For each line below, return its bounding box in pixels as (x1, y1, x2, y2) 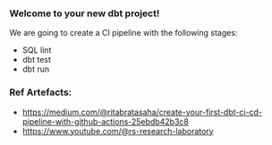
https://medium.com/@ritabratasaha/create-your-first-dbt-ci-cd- (21, 107, 262, 117)
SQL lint (21, 45, 52, 55)
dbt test (21, 55, 52, 65)
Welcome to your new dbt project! (9, 7, 160, 20)
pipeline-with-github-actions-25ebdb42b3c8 (21, 115, 190, 127)
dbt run (21, 64, 50, 74)
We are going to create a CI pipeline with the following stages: (9, 28, 238, 38)
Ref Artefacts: (9, 86, 72, 98)
